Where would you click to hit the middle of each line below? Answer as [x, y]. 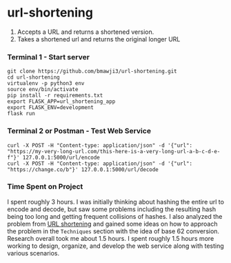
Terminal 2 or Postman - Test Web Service [79, 131]
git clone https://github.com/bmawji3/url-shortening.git [92, 71]
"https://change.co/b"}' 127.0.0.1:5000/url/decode [83, 169]
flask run [21, 114]
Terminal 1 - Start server [48, 57]
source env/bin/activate [43, 90]
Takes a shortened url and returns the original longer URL [99, 39]
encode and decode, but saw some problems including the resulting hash [111, 209]
